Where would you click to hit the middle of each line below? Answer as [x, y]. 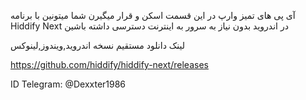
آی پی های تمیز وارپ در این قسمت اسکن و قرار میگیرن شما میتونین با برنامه [153, 15]
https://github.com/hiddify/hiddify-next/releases [109, 64]
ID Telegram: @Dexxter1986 [68, 84]
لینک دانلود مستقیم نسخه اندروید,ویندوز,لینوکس [98, 45]
